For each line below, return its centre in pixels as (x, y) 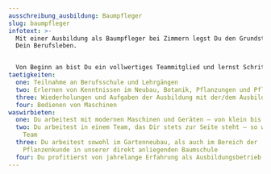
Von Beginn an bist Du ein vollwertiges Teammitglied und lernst (128, 68)
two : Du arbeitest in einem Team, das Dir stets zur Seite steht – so (137, 127)
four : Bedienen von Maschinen (66, 105)
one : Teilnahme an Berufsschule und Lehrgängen (97, 82)
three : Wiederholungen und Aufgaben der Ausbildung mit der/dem (126, 97)
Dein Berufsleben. (47, 46)
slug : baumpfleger (39, 23)
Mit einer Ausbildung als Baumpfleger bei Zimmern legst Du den (126, 38)
